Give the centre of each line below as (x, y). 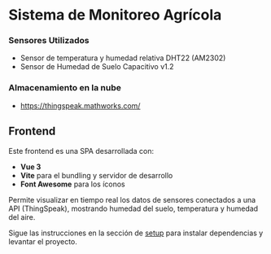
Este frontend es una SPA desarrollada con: (81, 151)
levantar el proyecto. (43, 241)
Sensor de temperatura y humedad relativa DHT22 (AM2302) (123, 58)
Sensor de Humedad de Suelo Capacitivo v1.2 (97, 67)
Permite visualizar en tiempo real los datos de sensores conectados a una (132, 199)
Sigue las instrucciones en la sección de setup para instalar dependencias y (136, 233)
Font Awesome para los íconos (72, 184)
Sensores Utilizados (49, 41)
